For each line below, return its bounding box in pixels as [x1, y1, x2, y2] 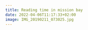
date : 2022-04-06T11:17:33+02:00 [5, 12, 76, 17]
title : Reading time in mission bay [5, 7, 83, 13]
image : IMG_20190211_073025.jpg [5, 17, 74, 22]
